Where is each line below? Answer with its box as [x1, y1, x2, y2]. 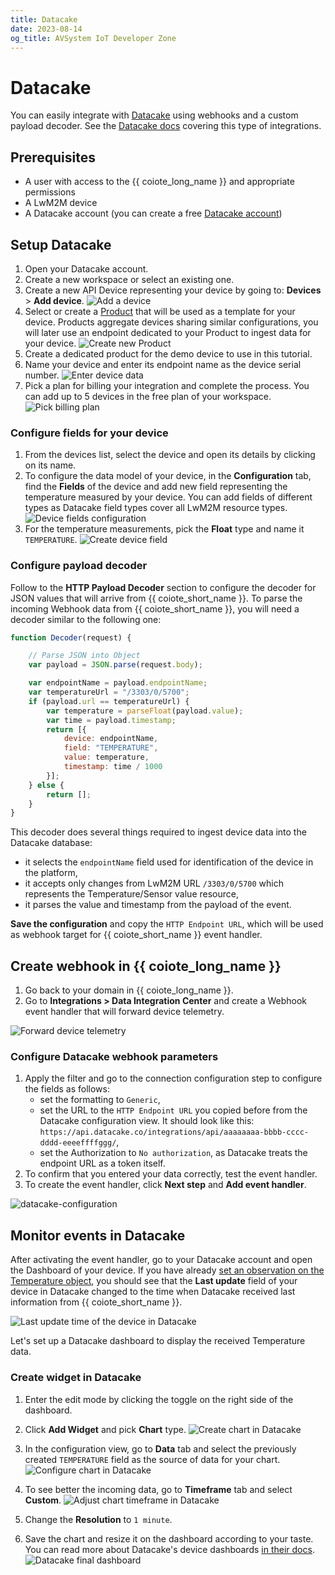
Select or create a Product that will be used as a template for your [24, 305, 296, 317]
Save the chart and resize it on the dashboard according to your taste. [24, 1532, 314, 1545]
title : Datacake [10, 14, 78, 25]
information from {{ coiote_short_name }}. [10, 1296, 183, 1308]
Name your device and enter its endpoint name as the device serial [24, 358, 302, 370]
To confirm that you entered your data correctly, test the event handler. [24, 1168, 318, 1180]
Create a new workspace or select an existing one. [24, 273, 235, 285]
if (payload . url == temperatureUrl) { [28, 696, 190, 706]
